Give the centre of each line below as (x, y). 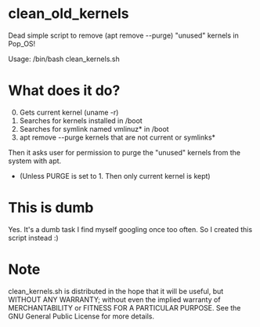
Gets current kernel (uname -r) (69, 112)
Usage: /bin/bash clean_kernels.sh (64, 59)
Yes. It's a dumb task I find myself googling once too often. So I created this (130, 229)
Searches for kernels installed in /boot (81, 120)
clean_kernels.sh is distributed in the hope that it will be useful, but (116, 291)
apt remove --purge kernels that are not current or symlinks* (117, 137)
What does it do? (64, 91)
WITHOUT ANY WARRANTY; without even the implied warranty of (114, 300)
